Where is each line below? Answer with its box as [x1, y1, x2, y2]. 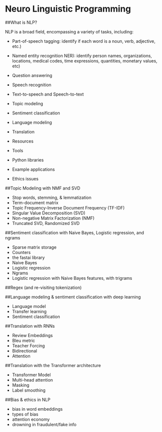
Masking [12, 382, 30, 388]
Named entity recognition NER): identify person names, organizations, [12, 52, 152, 59]
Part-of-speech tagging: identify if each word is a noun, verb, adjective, [12, 38, 156, 44]
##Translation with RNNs [5, 323, 55, 329]
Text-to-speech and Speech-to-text [12, 91, 84, 97]
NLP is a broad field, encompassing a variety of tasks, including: [5, 29, 134, 34]
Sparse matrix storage [12, 244, 57, 250]
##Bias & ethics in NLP [5, 397, 51, 402]
